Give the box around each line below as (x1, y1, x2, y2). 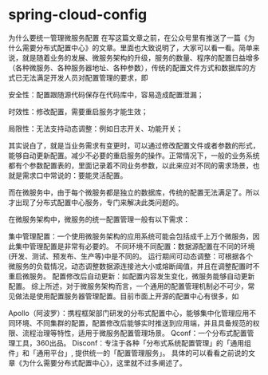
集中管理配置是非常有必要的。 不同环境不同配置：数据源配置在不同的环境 (14, 241, 255, 251)
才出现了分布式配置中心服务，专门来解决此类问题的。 (8, 197, 183, 207)
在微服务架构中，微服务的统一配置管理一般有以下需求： (8, 214, 190, 224)
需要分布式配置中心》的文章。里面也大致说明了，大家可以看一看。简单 (22, 42, 253, 53)
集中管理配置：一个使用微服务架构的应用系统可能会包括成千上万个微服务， (8, 231, 253, 241)
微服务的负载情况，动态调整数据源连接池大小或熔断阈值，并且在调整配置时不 (8, 261, 260, 270)
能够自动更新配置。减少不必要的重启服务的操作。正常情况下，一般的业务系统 (8, 150, 260, 160)
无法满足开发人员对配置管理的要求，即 (22, 73, 148, 82)
